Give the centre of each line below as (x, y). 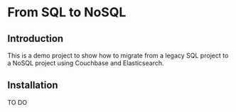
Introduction (36, 39)
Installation (33, 85)
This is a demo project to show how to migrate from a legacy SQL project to (118, 55)
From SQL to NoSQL (67, 12)
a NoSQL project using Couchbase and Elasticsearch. (86, 63)
